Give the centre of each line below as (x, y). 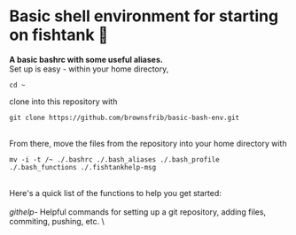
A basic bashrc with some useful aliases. (86, 59)
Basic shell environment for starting (144, 16)
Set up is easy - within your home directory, (89, 69)
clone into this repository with (63, 101)
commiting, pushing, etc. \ (57, 221)
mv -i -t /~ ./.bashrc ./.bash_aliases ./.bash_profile (114, 159)
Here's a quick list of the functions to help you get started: (115, 193)
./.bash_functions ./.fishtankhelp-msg (83, 167)
